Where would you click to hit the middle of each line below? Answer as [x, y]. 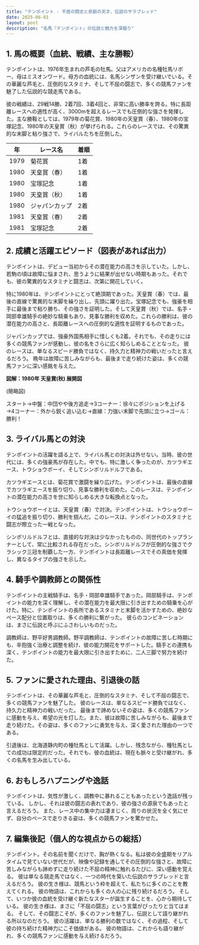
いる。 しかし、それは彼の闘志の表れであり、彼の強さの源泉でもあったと [100, 803]
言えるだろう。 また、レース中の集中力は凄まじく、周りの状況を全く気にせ [97, 811]
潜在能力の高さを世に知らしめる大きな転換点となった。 [84, 497]
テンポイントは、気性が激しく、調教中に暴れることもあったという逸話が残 [97, 796]
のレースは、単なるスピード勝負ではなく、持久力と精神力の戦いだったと [94, 351]
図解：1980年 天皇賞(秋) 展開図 [44, 378]
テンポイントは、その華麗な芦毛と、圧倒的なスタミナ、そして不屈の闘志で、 [99, 696]
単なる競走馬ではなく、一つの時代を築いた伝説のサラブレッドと [106, 876]
